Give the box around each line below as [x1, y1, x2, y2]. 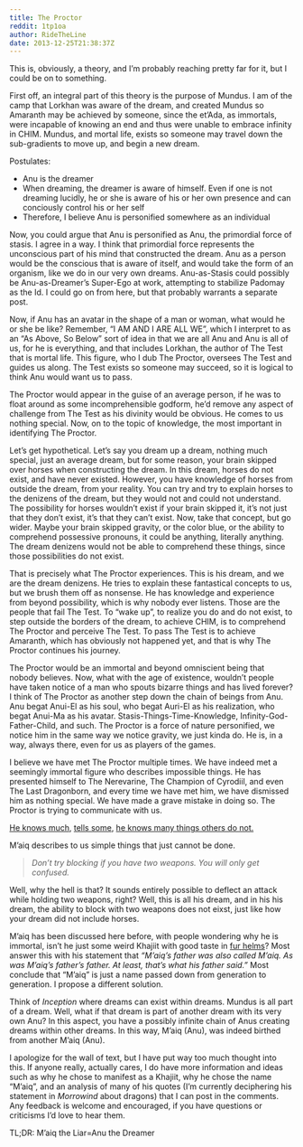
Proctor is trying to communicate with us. [9, 805, 162, 816]
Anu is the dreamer [22, 174, 95, 184]
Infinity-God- [240, 710, 289, 721]
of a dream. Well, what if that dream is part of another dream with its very [9, 1006, 282, 1017]
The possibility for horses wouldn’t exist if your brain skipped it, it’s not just [9, 503, 288, 513]
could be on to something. [9, 73, 106, 84]
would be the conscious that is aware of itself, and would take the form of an [9, 259, 294, 269]
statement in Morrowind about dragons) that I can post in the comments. [9, 1091, 280, 1102]
